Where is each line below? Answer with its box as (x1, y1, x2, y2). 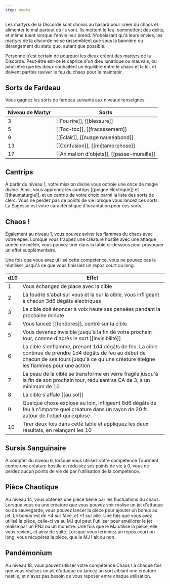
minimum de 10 (22, 383, 60, 390)
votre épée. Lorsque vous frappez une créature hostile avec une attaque (5, 236, 156, 242)
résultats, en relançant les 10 (22, 427, 92, 434)
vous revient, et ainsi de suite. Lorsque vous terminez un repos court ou (5, 528, 155, 535)
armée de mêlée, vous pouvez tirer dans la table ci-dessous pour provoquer (5, 242, 164, 248)
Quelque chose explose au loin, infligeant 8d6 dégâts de (22, 399, 157, 407)
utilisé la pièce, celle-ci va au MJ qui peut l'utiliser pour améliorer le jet (5, 518, 153, 524)
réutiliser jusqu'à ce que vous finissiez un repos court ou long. (5, 262, 135, 269)
